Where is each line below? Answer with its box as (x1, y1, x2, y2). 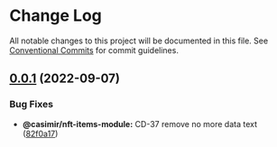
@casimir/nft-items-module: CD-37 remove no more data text (22, 118, 258, 129)
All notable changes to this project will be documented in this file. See (9, 35, 269, 46)
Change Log (9, 5, 102, 26)
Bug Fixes (9, 98, 54, 111)
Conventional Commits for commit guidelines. (9, 44, 179, 55)
